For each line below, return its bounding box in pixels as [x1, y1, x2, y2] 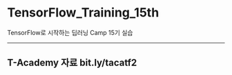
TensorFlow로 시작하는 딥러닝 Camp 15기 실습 [7, 28, 133, 36]
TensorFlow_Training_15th [7, 5, 159, 21]
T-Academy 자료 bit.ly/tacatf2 [7, 57, 137, 69]
